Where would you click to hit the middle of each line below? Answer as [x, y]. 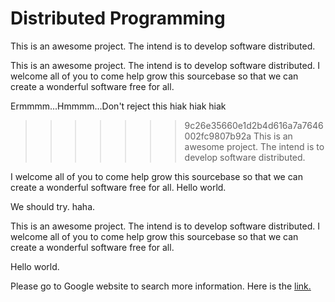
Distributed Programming [118, 18]
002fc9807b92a [218, 136]
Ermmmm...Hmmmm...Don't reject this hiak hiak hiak [118, 106]
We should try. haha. [53, 206]
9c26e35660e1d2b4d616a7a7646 [254, 125]
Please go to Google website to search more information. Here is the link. [161, 286]
